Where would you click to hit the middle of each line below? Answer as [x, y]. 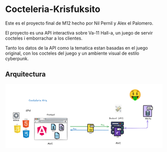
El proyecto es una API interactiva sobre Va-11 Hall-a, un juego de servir [79, 33]
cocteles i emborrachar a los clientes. [44, 38]
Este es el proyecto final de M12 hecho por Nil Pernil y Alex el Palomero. [79, 23]
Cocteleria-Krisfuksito [53, 9]
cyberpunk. [17, 58]
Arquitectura [25, 74]
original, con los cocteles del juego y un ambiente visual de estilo [72, 53]
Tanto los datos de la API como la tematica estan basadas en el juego [77, 48]
